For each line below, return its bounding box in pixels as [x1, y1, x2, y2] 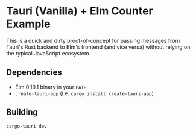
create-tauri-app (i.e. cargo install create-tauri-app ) [14, 89, 154, 97]
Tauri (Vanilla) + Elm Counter [6, 4, 153, 18]
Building [6, 107, 38, 118]
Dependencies [6, 67, 62, 78]
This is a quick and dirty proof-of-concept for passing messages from [6, 37, 180, 44]
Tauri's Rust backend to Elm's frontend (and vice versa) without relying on [6, 43, 191, 51]
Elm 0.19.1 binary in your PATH [14, 83, 87, 90]
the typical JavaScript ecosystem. [6, 49, 91, 57]
